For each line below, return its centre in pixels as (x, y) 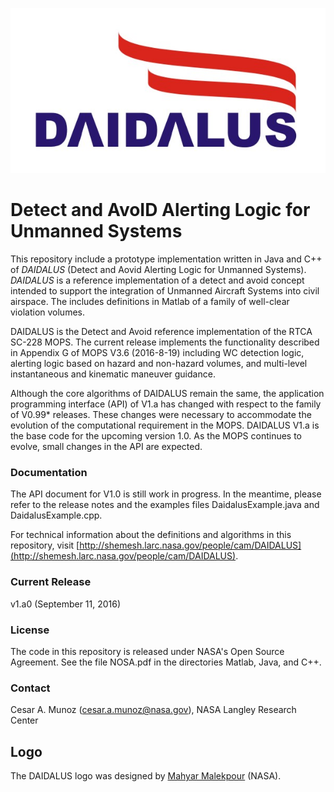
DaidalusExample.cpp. (56, 515)
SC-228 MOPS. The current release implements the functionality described (165, 342)
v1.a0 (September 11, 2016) (66, 604)
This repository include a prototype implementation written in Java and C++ (166, 259)
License (30, 630)
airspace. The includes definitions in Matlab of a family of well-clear (150, 302)
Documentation (49, 473)
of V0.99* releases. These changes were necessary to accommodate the (161, 415)
